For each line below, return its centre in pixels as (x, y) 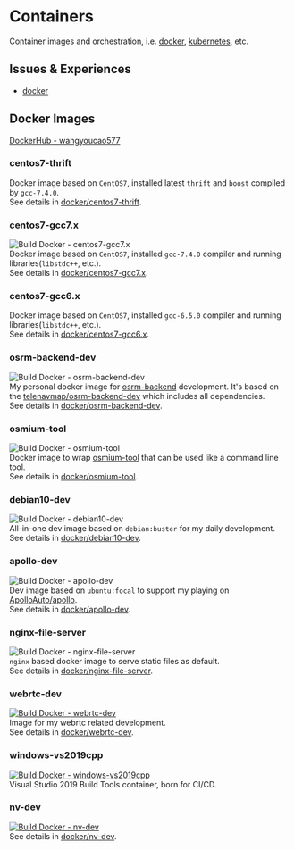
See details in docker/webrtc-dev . (71, 732)
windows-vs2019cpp (56, 755)
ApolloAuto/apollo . (43, 599)
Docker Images (52, 119)
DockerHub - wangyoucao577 (65, 140)
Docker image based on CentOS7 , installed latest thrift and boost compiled (147, 183)
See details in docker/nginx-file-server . (81, 671)
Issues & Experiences (71, 69)
